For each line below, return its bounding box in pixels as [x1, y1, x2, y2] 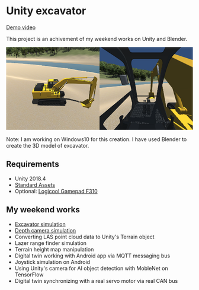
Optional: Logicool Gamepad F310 [14, 187, 98, 195]
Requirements [6, 159, 59, 170]
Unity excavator [6, 4, 86, 18]
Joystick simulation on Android [14, 258, 91, 265]
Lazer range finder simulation [14, 239, 87, 247]
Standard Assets [14, 181, 55, 188]
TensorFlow [14, 271, 44, 278]
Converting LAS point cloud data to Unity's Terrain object [14, 233, 155, 240]
